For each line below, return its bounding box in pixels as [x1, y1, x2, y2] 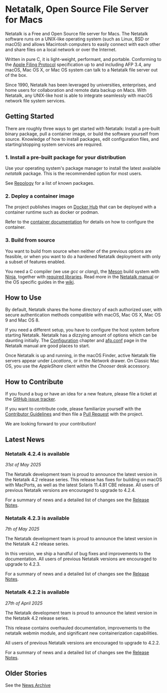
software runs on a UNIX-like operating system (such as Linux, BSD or [5, 36, 150, 42]
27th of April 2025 [5, 600, 43, 606]
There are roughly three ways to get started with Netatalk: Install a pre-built [5, 125, 160, 131]
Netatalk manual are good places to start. [5, 343, 90, 349]
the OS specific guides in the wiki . [5, 279, 75, 285]
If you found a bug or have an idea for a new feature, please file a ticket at [5, 391, 157, 397]
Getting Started [5, 112, 54, 121]
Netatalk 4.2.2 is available [5, 589, 70, 596]
